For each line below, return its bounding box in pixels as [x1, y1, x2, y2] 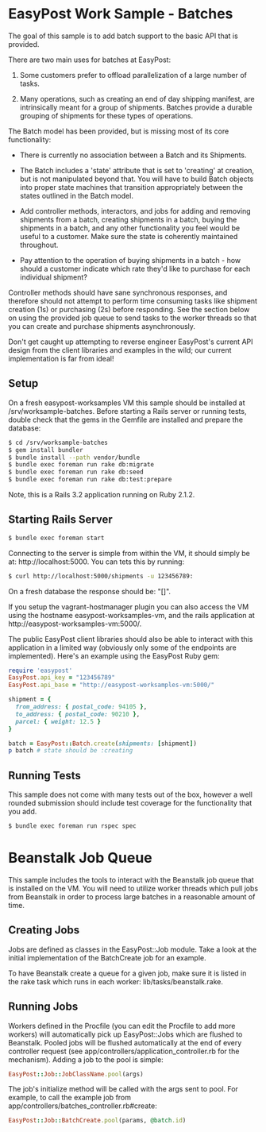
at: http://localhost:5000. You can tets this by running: [8, 557, 185, 566]
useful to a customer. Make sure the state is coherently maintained [19, 231, 238, 241]
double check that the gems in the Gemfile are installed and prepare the [8, 415, 244, 424]
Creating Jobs [8, 923, 80, 937]
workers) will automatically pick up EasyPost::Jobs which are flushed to [8, 1030, 243, 1039]
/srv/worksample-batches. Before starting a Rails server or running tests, [8, 406, 247, 415]
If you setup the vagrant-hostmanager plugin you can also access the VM [8, 601, 249, 612]
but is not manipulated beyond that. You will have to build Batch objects [19, 174, 254, 184]
